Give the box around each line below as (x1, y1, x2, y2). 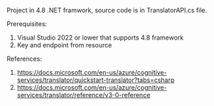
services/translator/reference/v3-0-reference (16, 91, 151, 99)
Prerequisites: (6, 20, 48, 28)
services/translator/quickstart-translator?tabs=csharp (16, 76, 175, 84)
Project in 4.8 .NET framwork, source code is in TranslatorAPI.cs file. (6, 6, 208, 14)
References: (6, 54, 42, 63)
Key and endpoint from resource (16, 41, 112, 49)
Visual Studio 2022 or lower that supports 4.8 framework (16, 33, 184, 42)
